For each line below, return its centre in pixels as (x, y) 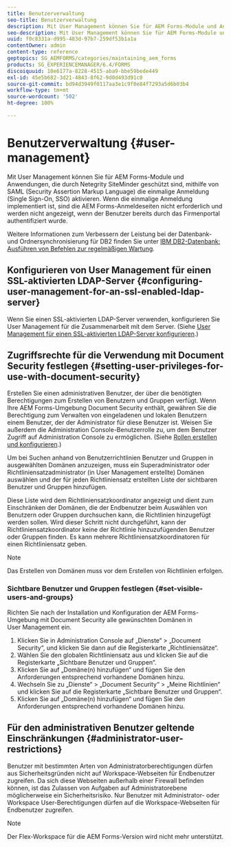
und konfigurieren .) (34, 444)
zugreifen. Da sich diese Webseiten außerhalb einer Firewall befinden (106, 780)
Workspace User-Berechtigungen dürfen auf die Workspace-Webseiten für (113, 802)
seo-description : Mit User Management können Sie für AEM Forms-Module (112, 33)
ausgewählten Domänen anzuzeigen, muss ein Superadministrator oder (109, 465)
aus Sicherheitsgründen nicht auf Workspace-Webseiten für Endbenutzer (111, 773)
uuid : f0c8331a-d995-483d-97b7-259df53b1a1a (72, 39)
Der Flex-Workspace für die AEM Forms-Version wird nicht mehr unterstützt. (115, 836)
